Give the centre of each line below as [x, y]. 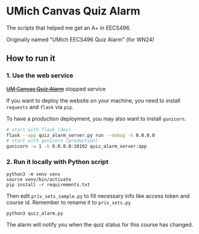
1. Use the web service [40, 75]
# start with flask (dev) [39, 130]
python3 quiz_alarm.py [35, 213]
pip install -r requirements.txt [48, 185]
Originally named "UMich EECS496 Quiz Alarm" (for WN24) [81, 39]
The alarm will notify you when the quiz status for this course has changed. [100, 225]
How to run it [31, 58]
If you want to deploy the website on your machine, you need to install [93, 100]
